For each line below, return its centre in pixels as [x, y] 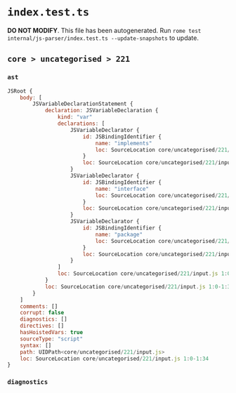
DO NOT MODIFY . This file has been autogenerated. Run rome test [104, 30]
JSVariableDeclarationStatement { [83, 104]
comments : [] [39, 306]
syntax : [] [36, 345]
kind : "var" [75, 117]
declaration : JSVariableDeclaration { [101, 111]
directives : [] [42, 326]
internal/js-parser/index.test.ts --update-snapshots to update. [103, 38]
